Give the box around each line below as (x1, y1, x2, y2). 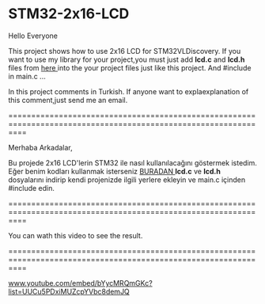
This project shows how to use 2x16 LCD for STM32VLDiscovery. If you (8, 46, 241, 55)
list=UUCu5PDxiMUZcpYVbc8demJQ (8, 287, 131, 296)
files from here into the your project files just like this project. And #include (8, 63, 252, 72)
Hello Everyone (8, 31, 58, 40)
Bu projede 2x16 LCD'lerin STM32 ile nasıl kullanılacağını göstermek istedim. (8, 158, 257, 167)
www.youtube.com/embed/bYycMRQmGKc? (8, 278, 153, 287)
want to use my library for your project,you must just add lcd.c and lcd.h (8, 55, 245, 64)
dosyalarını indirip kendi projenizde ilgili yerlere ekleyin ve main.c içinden (8, 175, 246, 184)
